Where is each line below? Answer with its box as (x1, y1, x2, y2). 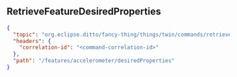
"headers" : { (13, 37, 52, 45)
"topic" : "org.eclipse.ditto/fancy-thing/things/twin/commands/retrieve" (13, 31, 235, 38)
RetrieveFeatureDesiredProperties (6, 6, 161, 18)
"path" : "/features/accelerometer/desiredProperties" (13, 57, 175, 64)
